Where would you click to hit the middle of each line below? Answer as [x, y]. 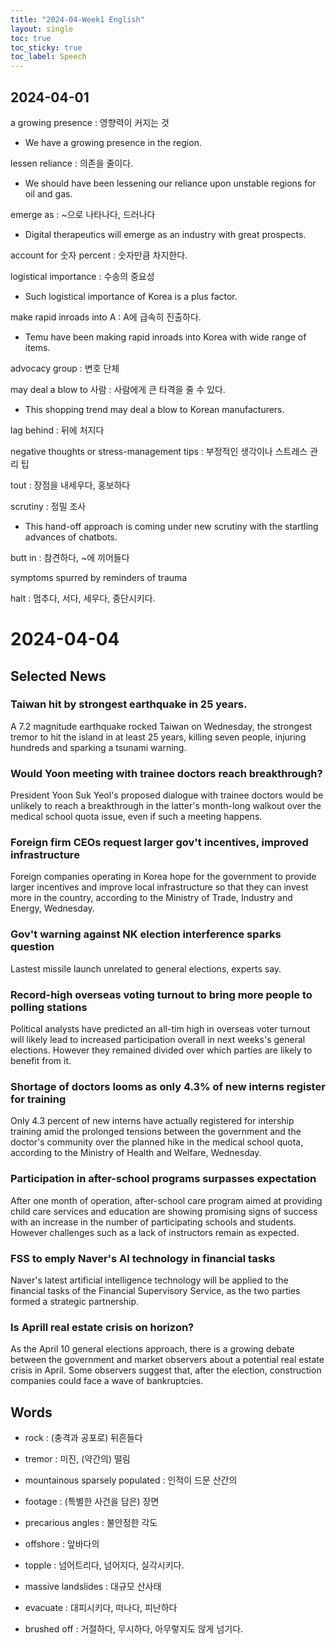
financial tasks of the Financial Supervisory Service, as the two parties [155, 1290]
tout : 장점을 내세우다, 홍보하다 [70, 485]
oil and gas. [48, 193]
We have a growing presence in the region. [113, 142]
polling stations [49, 1007]
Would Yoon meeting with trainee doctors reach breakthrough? [166, 773]
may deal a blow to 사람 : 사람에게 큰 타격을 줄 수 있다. [118, 389]
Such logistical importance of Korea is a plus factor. [131, 296]
